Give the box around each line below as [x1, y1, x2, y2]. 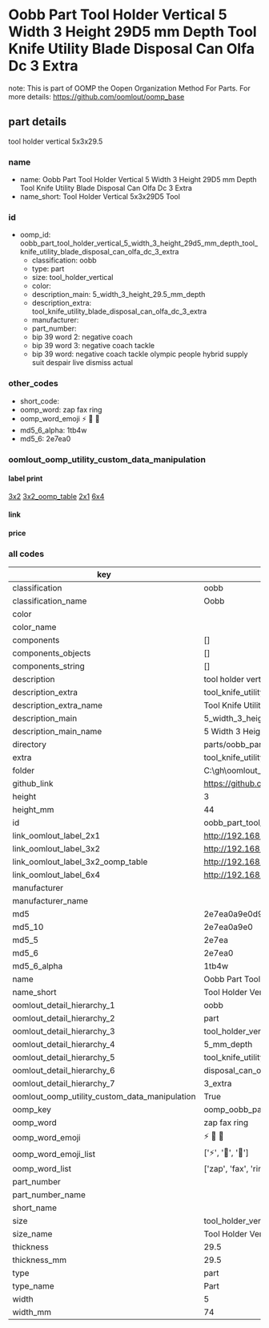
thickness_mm [12, 1254, 67, 1265]
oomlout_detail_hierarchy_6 [12, 1065, 115, 1076]
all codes [8, 548, 45, 559]
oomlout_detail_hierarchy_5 [12, 1052, 115, 1063]
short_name [12, 1202, 58, 1213]
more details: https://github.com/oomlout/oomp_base [8, 91, 185, 101]
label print [8, 473, 43, 483]
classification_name [12, 595, 87, 607]
